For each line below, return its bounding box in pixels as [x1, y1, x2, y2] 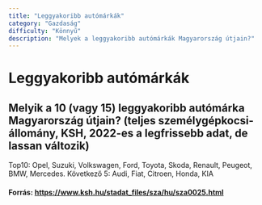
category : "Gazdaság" [8, 19, 82, 27]
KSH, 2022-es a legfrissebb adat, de [60, 126, 248, 140]
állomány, [8, 126, 59, 140]
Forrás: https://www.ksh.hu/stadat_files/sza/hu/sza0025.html [8, 187, 224, 197]
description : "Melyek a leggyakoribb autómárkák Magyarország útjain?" [8, 34, 255, 43]
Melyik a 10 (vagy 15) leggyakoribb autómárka [8, 101, 245, 115]
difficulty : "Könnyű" [8, 27, 82, 35]
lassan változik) [8, 139, 90, 153]
